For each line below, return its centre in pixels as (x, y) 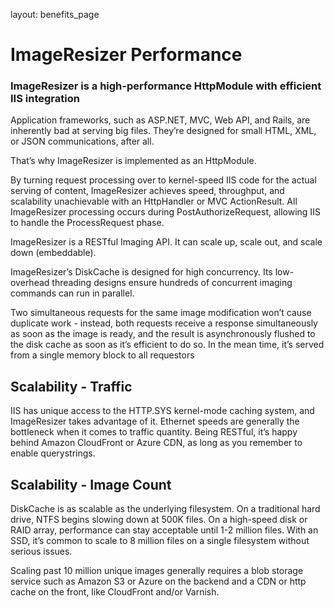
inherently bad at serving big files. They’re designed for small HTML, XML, (163, 131)
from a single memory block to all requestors (102, 355)
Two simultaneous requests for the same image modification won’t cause (161, 313)
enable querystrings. (53, 453)
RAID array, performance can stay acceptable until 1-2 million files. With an (164, 530)
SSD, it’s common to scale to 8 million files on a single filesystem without (160, 541)
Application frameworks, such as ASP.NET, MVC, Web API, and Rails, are (160, 120)
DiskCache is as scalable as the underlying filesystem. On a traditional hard (165, 509)
